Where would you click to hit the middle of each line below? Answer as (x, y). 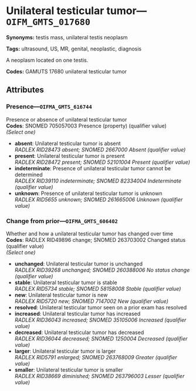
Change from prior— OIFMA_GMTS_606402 (62, 221)
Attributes (25, 90)
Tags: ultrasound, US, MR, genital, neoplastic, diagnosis (74, 49)
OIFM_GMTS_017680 (48, 22)
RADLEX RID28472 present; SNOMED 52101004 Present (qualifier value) (102, 162)
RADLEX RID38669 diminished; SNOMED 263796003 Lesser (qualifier (99, 376)
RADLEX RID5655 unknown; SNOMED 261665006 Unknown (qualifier (99, 199)
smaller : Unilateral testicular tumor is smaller (69, 370)
